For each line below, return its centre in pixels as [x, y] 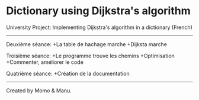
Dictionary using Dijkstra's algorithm [98, 11]
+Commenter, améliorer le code [45, 62]
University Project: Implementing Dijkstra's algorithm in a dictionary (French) [99, 27]
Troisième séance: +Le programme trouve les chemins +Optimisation [90, 56]
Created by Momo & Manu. [39, 91]
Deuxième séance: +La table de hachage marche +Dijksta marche [87, 44]
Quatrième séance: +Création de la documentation [68, 73]
